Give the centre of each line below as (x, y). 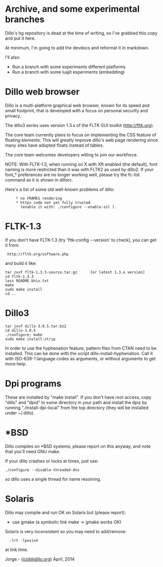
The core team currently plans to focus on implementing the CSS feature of (81, 135)
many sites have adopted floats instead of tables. (54, 145)
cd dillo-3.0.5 (20, 330)
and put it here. (20, 38)
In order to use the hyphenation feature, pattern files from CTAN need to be (81, 348)
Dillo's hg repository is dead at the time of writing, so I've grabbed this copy (81, 33)
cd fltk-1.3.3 (20, 276)
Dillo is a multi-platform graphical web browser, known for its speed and (77, 105)
